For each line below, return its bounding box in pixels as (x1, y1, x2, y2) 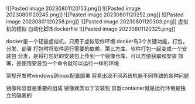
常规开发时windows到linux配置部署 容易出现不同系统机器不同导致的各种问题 (6, 72, 189, 79)
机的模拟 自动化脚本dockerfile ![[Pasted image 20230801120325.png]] (6, 26, 176, 32)
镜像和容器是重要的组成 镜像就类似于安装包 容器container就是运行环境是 (6, 85, 181, 91)
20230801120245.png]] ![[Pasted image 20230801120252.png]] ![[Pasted (6, 11, 184, 18)
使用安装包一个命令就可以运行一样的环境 (21, 60, 119, 67)
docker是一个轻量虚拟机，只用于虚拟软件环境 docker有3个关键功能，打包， (6, 38, 189, 44)
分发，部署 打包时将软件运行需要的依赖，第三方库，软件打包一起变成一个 (6, 45, 182, 52)
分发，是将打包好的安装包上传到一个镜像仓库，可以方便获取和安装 (17, 53, 177, 59)
